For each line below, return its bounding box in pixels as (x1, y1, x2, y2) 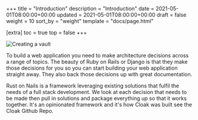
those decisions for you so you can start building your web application (6, 64, 178, 72)
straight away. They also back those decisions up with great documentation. (6, 71, 193, 77)
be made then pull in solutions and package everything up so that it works (6, 95, 187, 102)
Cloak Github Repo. (6, 108, 54, 114)
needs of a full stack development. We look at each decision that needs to (6, 89, 187, 95)
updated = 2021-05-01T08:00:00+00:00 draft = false (56, 11, 187, 18)
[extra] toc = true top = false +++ (6, 29, 87, 36)
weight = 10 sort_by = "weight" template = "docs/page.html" (6, 18, 154, 24)
